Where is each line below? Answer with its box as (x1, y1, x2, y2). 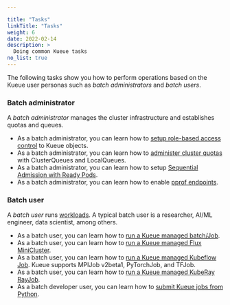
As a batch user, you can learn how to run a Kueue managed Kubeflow (16, 253, 217, 262)
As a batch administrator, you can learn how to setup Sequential (16, 163, 198, 172)
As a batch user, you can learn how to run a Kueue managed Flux (16, 239, 202, 247)
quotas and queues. (7, 121, 64, 129)
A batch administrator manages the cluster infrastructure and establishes (7, 114, 215, 122)
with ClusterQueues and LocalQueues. (16, 156, 126, 165)
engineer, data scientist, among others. (7, 218, 118, 227)
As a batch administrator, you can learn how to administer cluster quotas (16, 149, 223, 157)
